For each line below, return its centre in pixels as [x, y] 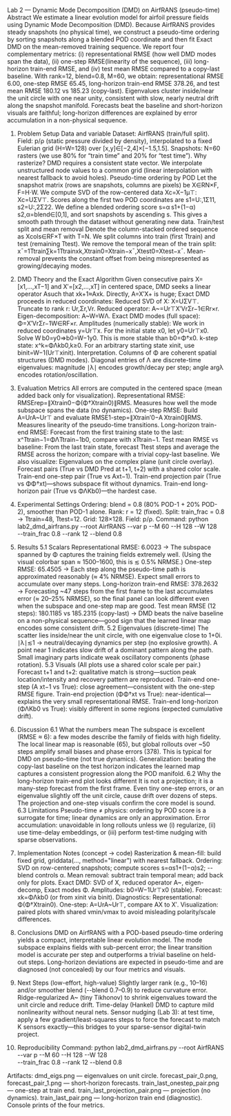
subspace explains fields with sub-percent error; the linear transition [114, 947]
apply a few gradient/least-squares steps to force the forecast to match [119, 1020]
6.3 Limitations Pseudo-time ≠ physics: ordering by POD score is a [112, 810]
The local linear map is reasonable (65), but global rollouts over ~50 [113, 744]
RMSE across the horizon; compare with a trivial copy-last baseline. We [119, 454]
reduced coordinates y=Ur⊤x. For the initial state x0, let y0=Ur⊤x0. [113, 331]
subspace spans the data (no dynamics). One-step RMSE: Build [107, 410]
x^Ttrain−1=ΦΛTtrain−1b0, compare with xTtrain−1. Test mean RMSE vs [118, 439]
